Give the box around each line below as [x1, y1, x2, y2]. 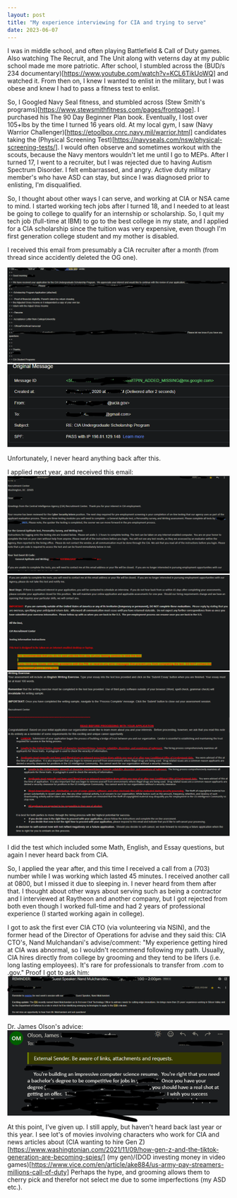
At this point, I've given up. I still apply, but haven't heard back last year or [7, 1122, 222, 1131]
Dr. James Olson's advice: [7, 1022, 83, 1030]
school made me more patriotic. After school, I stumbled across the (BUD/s [7, 62, 226, 70]
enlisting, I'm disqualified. [7, 181, 82, 189]
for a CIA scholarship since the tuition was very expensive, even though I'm [7, 224, 226, 233]
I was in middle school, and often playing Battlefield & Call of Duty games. [7, 47, 222, 55]
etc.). [7, 1182, 23, 1191]
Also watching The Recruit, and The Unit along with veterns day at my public [7, 54, 230, 63]
